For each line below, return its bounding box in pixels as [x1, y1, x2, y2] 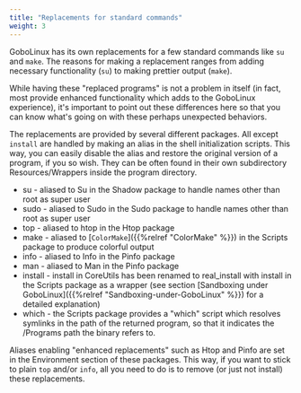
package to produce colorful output [22, 241, 155, 252]
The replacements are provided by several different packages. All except [9, 128, 279, 139]
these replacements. [9, 373, 85, 384]
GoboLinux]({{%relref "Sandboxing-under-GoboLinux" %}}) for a [22, 289, 264, 300]
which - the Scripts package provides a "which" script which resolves [22, 308, 281, 319]
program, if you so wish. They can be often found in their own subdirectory [9, 157, 288, 168]
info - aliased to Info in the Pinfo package [22, 250, 175, 261]
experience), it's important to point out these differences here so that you [9, 101, 281, 112]
